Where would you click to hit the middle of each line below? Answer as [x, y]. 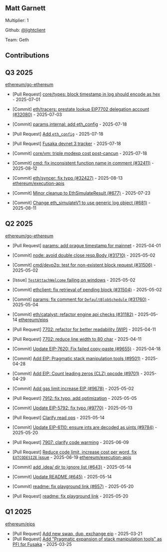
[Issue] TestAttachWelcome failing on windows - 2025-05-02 [74, 280]
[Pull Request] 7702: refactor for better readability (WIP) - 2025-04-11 [84, 329]
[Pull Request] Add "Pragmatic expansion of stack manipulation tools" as [87, 539]
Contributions [27, 55]
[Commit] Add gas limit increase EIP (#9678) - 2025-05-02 [73, 388]
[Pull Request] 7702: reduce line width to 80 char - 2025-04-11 [77, 339]
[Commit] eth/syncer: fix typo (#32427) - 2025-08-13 [68, 178]
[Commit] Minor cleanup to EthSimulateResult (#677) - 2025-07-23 [81, 193]
